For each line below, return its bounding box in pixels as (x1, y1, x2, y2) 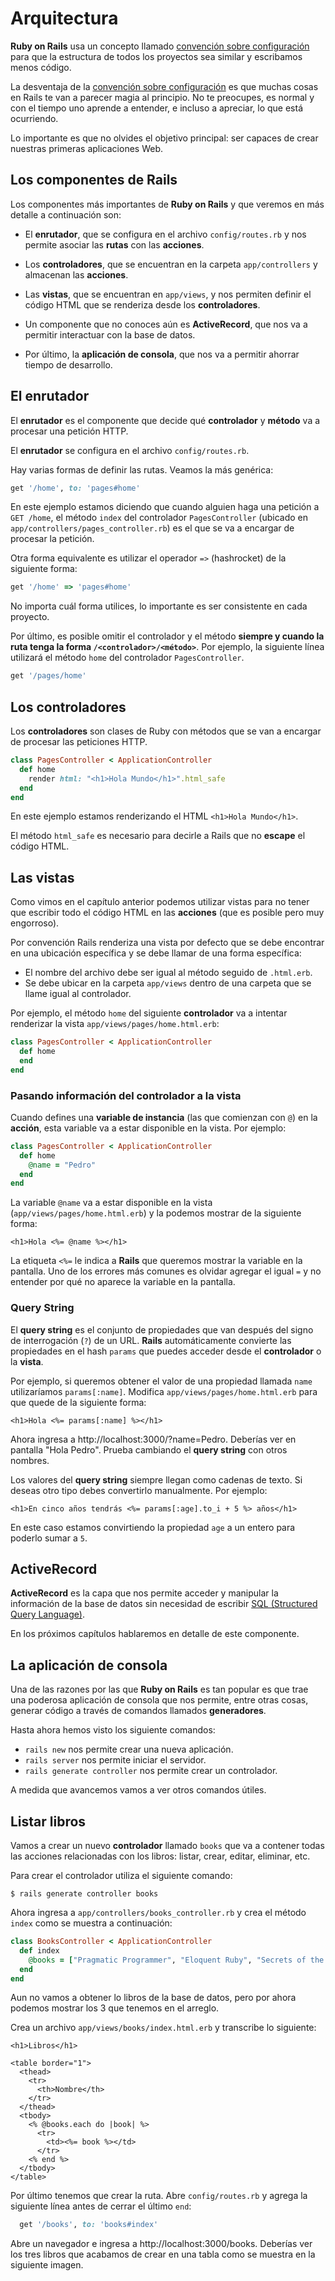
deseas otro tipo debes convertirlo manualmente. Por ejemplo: (10, 1484, 268, 1496)
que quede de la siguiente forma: (10, 1396, 147, 1408)
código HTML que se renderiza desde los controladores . (24, 298, 261, 311)
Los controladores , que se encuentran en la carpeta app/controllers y (24, 258, 318, 270)
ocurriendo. (10, 112, 59, 124)
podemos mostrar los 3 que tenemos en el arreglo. (10, 2002, 220, 2014)
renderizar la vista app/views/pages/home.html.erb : (10, 1018, 220, 1030)
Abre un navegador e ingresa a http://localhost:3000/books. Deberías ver (10, 2238, 313, 2250)
